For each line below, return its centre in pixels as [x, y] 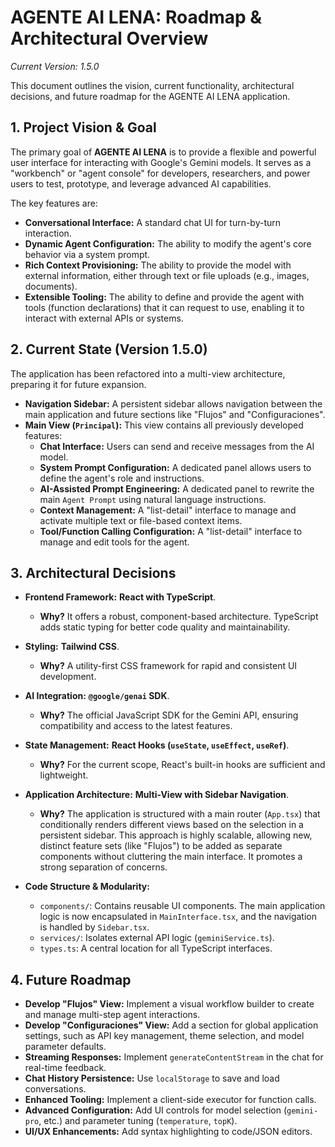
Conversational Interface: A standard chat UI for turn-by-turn [153, 222]
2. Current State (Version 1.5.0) [109, 349]
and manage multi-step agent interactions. [112, 1015]
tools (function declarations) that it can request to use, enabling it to [164, 307]
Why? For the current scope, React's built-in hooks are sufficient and [182, 765]
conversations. [55, 1089]
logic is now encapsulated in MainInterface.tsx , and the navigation [178, 917]
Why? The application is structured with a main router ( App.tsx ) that [180, 814]
